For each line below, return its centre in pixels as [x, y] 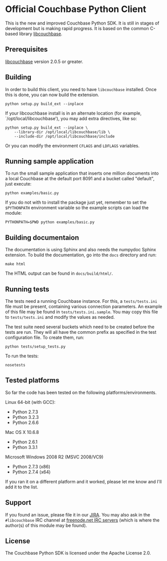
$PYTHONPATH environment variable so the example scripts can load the [77, 208]
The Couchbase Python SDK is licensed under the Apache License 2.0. [78, 553]
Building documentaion [42, 237]
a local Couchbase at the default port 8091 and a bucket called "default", [80, 179]
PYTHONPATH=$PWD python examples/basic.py [50, 222]
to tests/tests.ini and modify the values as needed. [60, 317]
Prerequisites [26, 49]
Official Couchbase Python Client [76, 9]
